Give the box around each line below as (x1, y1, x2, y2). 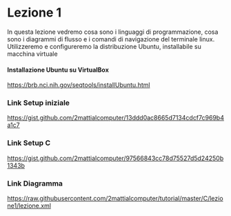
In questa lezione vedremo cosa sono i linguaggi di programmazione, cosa (7, 28, 219, 36)
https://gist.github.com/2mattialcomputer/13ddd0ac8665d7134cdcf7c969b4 (7, 114, 224, 122)
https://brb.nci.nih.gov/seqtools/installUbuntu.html (7, 81, 150, 89)
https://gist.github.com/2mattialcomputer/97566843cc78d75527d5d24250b (7, 154, 224, 162)
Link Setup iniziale (7, 98, 70, 108)
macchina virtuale (7, 50, 58, 58)
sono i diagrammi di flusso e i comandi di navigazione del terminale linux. (7, 35, 215, 43)
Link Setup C (7, 138, 51, 148)
